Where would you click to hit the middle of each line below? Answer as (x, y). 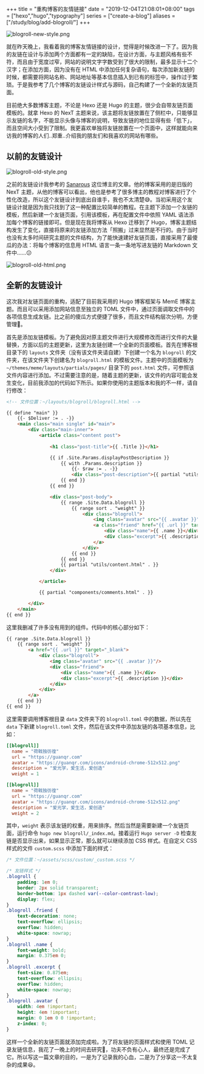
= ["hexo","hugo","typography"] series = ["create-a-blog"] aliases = (91, 16)
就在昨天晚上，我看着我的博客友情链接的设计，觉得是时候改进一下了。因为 (99, 47)
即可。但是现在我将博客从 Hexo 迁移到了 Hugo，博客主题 (120, 222)
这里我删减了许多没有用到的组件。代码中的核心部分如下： (78, 627)
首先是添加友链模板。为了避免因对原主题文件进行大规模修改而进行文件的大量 (102, 337)
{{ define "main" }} (32, 413)
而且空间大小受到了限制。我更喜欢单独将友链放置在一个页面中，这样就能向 (99, 128)
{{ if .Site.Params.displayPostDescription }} (110, 458)
